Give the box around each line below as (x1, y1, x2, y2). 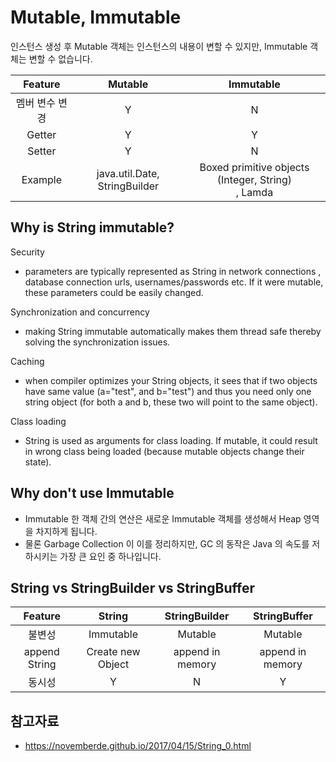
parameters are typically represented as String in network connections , (24, 265, 322, 277)
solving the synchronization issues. (24, 336, 171, 348)
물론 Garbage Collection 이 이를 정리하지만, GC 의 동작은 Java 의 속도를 (24, 537, 310, 550)
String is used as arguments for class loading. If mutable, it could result (24, 434, 318, 446)
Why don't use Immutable (10, 485, 175, 502)
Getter (26, 127, 57, 141)
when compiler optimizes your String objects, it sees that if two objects (24, 374, 318, 386)
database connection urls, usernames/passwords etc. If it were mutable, (24, 276, 324, 288)
